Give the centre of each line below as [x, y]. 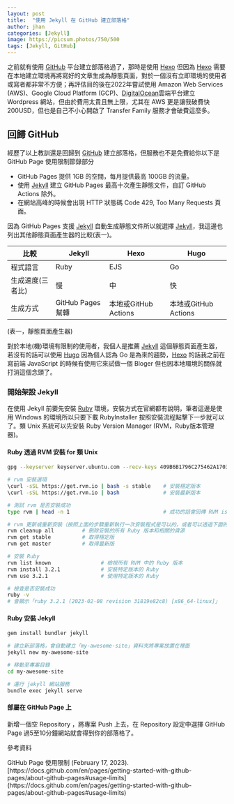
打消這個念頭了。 [32, 372]
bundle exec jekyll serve [45, 691]
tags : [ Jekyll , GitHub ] [42, 46]
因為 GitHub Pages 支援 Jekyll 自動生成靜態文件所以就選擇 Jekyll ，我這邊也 [115, 226]
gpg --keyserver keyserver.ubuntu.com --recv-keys [82, 467]
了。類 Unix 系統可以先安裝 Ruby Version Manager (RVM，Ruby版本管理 [111, 426]
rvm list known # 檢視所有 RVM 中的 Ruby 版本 [95, 563]
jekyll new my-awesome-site [48, 653]
